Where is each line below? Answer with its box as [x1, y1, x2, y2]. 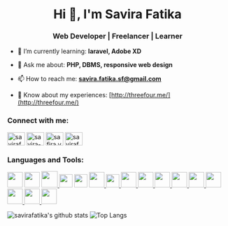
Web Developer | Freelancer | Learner [52, 31, 183, 41]
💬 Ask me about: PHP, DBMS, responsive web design [17, 61, 173, 69]
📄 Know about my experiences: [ [17, 91, 112, 99]
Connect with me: [7, 115, 69, 125]
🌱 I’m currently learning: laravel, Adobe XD [17, 47, 142, 55]
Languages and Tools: [7, 155, 84, 164]
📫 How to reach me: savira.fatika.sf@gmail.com [17, 75, 162, 83]
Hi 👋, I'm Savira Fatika [53, 6, 182, 22]
